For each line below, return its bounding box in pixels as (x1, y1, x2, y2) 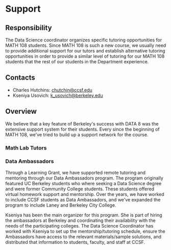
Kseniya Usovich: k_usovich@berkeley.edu (12, 92, 103, 98)
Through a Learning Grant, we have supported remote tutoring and (5, 169, 146, 176)
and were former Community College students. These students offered (5, 186, 155, 192)
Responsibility (5, 23, 52, 32)
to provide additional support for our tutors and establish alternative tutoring (5, 48, 165, 54)
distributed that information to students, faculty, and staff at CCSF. (5, 239, 145, 245)
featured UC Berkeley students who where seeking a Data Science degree (5, 180, 162, 186)
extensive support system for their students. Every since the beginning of (5, 126, 160, 132)
